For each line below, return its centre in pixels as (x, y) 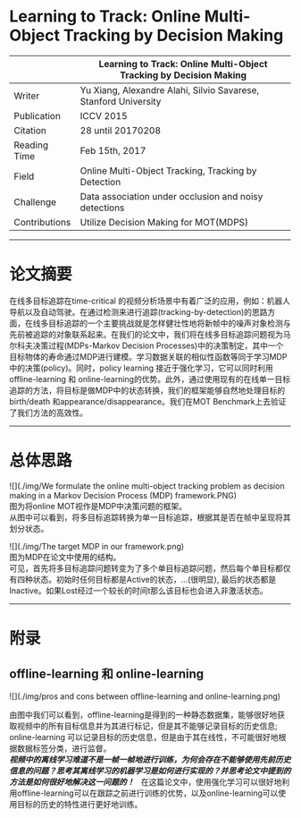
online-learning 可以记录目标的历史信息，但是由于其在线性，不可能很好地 (144, 737)
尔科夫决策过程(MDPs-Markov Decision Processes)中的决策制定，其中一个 (146, 345)
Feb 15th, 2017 (113, 150)
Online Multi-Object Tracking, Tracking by (168, 170)
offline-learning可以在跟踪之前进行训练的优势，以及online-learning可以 (147, 793)
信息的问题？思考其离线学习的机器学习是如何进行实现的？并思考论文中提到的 (150, 771)
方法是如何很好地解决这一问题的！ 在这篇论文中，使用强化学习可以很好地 (146, 781)
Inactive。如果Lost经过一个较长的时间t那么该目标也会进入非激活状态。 (138, 590)
